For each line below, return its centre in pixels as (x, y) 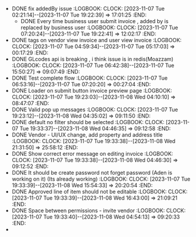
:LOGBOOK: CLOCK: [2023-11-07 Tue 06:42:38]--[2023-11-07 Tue (93, 65)
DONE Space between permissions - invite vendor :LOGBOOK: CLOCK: (99, 211)
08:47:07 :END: (30, 103)
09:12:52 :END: (30, 166)
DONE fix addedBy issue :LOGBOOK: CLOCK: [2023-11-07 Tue (88, 9)
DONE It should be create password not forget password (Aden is (92, 173)
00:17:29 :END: (30, 53)
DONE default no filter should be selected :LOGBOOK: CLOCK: (88, 122)
